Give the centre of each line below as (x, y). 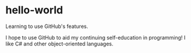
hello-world (34, 10)
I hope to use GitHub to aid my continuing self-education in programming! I (95, 37)
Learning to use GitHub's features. (47, 26)
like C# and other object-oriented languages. (59, 44)
